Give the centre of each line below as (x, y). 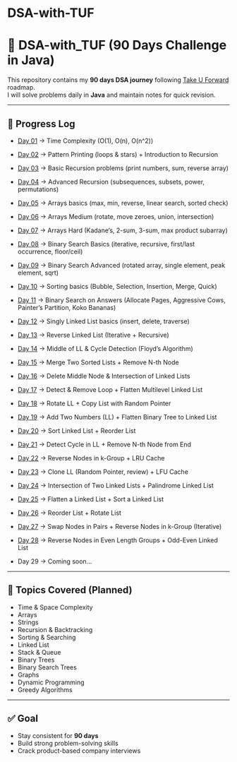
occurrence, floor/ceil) (50, 251)
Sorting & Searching (47, 637)
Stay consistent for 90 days (58, 735)
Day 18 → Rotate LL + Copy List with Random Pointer (94, 403)
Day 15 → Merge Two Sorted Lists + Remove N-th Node (98, 362)
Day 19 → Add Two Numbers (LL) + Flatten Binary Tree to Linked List (117, 417)
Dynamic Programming (51, 682)
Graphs (28, 674)
